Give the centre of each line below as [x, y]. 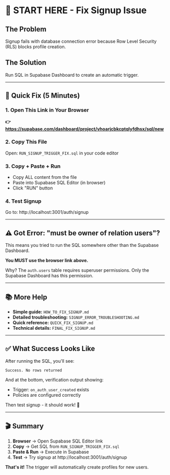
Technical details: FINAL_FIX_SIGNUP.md [54, 328]
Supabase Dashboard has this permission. [49, 276]
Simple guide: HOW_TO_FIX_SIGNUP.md [51, 312]
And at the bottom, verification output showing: [54, 379]
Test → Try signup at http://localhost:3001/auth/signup [70, 457]
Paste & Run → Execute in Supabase [51, 452]
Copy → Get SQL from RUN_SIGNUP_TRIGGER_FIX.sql [66, 446]
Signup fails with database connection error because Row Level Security [81, 41]
